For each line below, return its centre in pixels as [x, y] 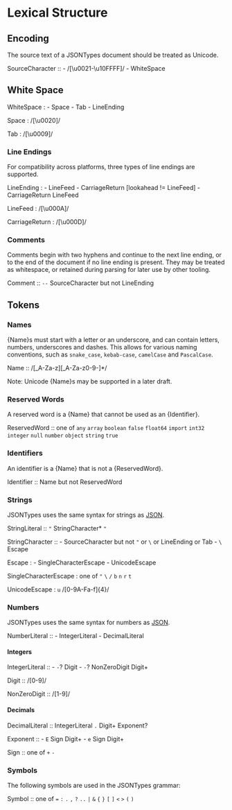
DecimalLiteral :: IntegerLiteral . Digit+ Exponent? [78, 725]
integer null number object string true [63, 436]
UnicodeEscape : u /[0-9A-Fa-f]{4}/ [58, 589]
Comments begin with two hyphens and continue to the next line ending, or [115, 255]
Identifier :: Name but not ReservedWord [65, 482]
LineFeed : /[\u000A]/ [38, 209]
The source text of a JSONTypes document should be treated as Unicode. [113, 55]
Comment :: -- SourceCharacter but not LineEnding [81, 283]
